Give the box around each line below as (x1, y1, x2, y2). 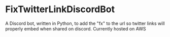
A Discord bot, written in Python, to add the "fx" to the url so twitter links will (5, 20, 165, 26)
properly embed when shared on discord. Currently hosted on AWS (5, 25, 146, 31)
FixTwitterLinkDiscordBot (5, 4, 115, 15)
